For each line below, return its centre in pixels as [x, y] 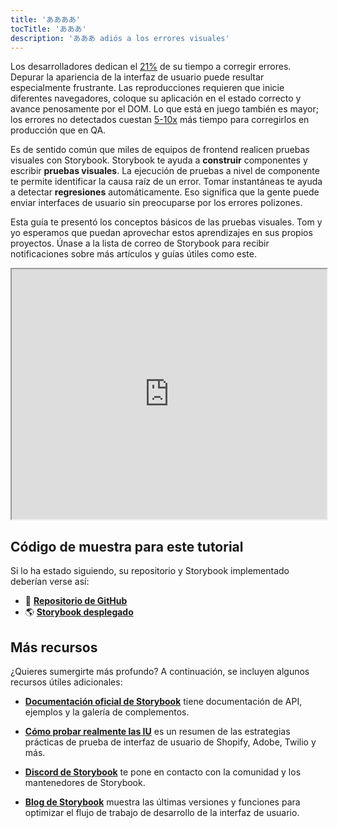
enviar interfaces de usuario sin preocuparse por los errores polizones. [156, 203]
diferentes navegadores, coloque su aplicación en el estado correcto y [156, 98]
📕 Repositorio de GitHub [76, 601]
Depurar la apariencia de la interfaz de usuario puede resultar [137, 77]
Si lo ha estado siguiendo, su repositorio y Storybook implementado [150, 571]
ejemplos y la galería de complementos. [107, 712]
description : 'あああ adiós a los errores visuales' [120, 38]
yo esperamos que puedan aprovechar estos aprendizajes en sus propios [161, 233]
